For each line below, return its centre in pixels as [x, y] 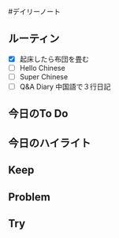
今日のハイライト [50, 143]
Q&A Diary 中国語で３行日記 [65, 86]
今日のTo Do [38, 114]
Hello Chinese [42, 68]
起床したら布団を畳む [54, 59]
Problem [30, 197]
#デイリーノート [35, 11]
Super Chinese [44, 76]
